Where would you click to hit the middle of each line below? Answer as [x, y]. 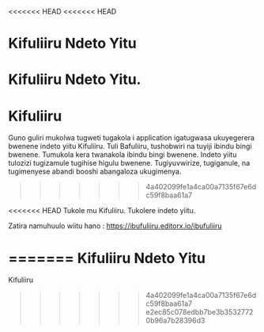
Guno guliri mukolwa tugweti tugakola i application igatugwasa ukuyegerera [132, 138]
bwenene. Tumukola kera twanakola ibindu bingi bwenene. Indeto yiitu [123, 155]
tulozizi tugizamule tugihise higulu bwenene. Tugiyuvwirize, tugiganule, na [129, 163]
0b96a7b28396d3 [175, 321]
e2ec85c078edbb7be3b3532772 [200, 312]
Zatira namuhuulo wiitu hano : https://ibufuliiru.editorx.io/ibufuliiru [115, 226]
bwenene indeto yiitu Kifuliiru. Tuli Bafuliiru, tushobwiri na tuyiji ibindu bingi [130, 147]
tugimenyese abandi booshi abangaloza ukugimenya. [95, 172]
